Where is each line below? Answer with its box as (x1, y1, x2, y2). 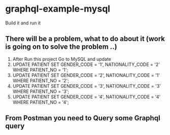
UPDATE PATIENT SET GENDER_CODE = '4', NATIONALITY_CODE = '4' (12, 93, 161, 99)
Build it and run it (5, 20, 41, 26)
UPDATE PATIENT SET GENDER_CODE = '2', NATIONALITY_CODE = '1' (12, 72, 160, 78)
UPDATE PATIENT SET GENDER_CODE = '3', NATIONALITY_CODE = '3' (12, 83, 161, 89)
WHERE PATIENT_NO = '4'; (12, 99, 70, 105)
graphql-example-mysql (5, 3, 111, 15)
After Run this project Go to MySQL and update (12, 56, 112, 62)
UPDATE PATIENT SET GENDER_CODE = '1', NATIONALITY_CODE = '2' (12, 61, 160, 68)
